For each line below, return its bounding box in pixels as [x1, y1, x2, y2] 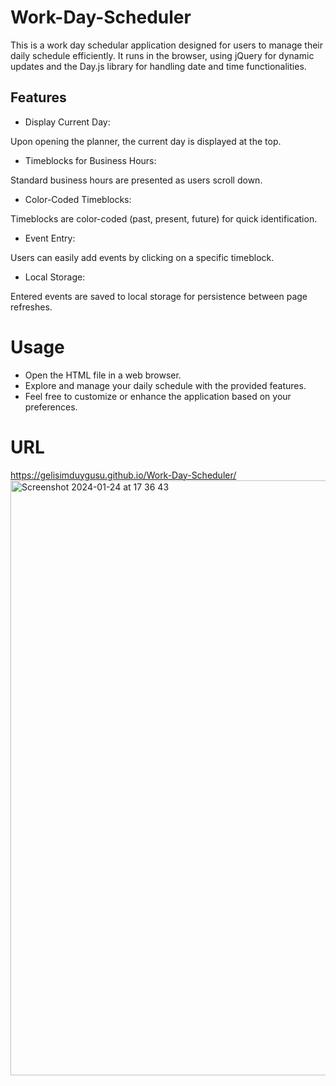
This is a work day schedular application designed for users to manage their [10, 39, 324, 51]
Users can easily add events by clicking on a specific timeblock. [10, 251, 275, 263]
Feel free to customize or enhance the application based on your [24, 390, 292, 402]
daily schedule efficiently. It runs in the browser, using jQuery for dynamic [10, 49, 315, 61]
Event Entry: [24, 232, 76, 244]
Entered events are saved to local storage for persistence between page [10, 290, 308, 302]
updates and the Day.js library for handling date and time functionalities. [10, 60, 307, 72]
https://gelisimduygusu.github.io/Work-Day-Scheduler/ [10, 469, 237, 481]
